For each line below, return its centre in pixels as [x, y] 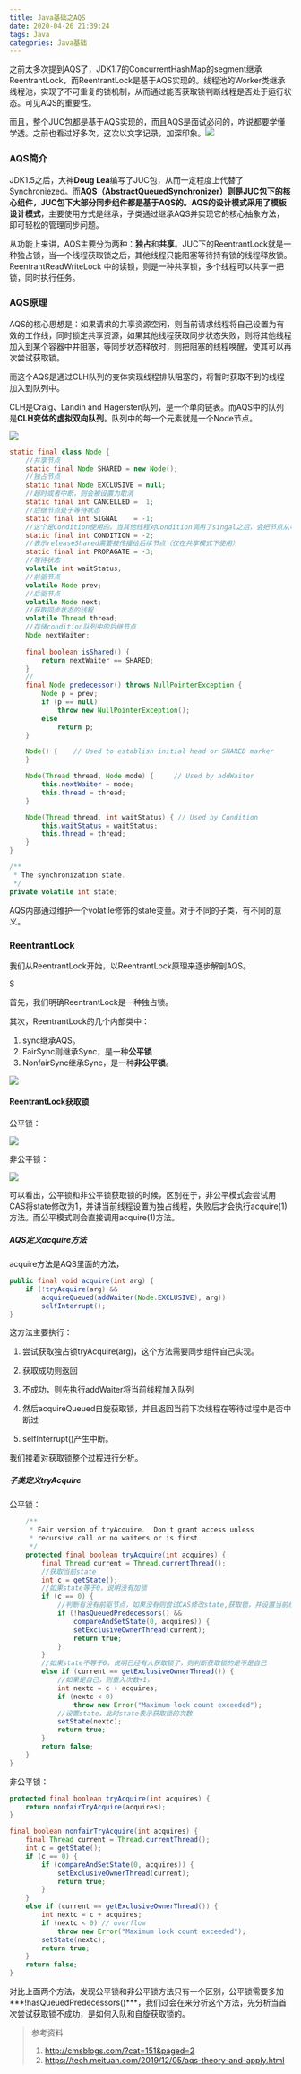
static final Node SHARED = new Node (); [102, 469]
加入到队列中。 [37, 387]
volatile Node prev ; [64, 585]
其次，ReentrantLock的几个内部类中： [79, 1021]
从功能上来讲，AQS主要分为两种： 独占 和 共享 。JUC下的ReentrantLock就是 [146, 244]
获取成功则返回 [50, 1371]
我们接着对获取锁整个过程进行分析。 [76, 1458]
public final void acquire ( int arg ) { [82, 1281]
